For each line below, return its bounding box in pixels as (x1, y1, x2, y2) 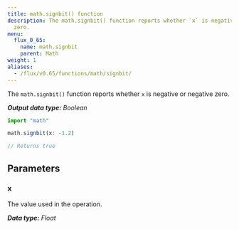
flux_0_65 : (14, 37, 46, 44)
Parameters (7, 162, 60, 174)
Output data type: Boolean (7, 103, 87, 112)
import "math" (7, 117, 50, 124)
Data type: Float (7, 213, 56, 222)
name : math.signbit (20, 43, 78, 50)
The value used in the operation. (7, 200, 102, 208)
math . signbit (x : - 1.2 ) (7, 129, 75, 137)
